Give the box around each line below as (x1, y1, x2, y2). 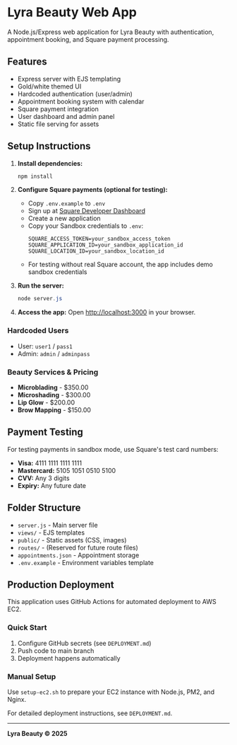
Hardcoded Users (7, 326, 69, 336)
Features (7, 56, 47, 68)
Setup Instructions (7, 140, 91, 152)
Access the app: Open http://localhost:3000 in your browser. (17, 308, 196, 317)
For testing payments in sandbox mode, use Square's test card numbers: (7, 445, 219, 453)
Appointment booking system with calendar (17, 97, 145, 106)
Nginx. (7, 695, 27, 703)
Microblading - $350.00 (17, 383, 89, 392)
